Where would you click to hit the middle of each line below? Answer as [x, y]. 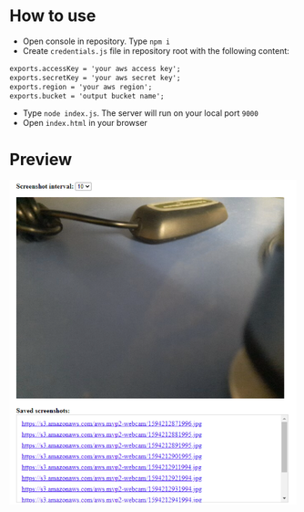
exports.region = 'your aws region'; [81, 87]
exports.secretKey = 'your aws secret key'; [95, 78]
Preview [41, 160]
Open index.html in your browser [85, 122]
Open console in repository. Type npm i [96, 41]
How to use [53, 16]
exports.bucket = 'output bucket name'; [87, 96]
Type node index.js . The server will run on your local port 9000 [141, 113]
